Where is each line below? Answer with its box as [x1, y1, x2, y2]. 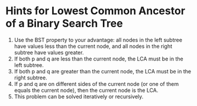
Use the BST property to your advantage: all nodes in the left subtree [14, 36, 183, 43]
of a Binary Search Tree [5, 17, 123, 30]
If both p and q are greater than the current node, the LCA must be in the [14, 68, 192, 75]
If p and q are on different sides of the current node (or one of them [14, 80, 179, 87]
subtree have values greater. [14, 49, 84, 56]
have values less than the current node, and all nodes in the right [14, 43, 173, 50]
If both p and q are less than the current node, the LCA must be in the [14, 55, 184, 62]
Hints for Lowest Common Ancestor [5, 4, 186, 18]
